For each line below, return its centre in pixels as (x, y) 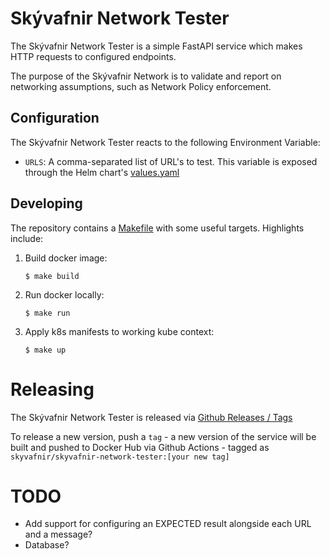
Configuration (55, 118)
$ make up (45, 350)
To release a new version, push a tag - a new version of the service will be (163, 436)
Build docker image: (66, 258)
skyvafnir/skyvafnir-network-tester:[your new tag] (120, 457)
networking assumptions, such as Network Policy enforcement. (141, 86)
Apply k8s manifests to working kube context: (119, 331)
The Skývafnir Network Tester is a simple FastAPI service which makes (156, 46)
